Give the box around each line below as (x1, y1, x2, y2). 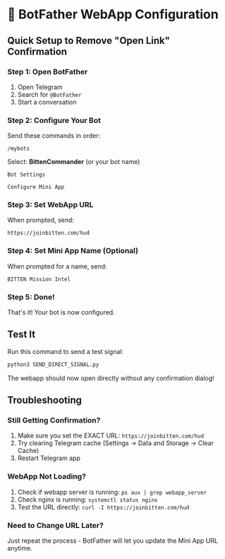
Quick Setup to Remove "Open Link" (7, 35, 171, 47)
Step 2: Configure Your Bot (7, 115, 101, 125)
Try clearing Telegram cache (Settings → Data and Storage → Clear (17, 439, 214, 447)
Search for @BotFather (17, 90, 83, 98)
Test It (7, 329, 36, 341)
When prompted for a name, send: (7, 261, 107, 271)
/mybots (7, 145, 30, 153)
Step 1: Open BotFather (7, 66, 88, 76)
